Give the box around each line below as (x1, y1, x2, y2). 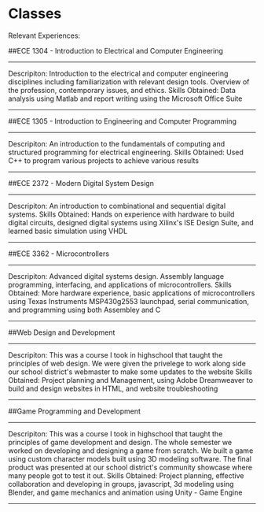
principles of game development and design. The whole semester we (8, 437, 233, 447)
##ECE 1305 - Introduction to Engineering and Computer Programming (8, 116, 237, 126)
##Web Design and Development (8, 328, 115, 337)
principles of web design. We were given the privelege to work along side (8, 358, 246, 368)
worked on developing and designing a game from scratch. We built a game (8, 446, 254, 455)
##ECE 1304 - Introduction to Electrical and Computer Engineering (8, 46, 224, 55)
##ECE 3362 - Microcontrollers (8, 249, 110, 258)
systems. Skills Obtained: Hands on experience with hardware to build (8, 210, 235, 219)
